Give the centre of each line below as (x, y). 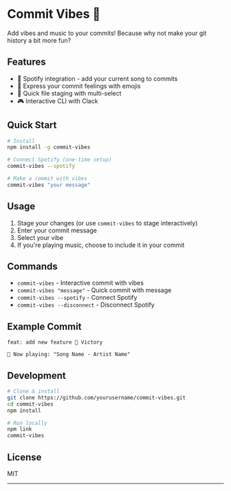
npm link (20, 429)
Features (26, 62)
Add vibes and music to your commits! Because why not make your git (107, 33)
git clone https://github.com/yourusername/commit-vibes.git (97, 397)
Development (37, 375)
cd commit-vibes (30, 404)
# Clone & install (33, 391)
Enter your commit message (57, 230)
